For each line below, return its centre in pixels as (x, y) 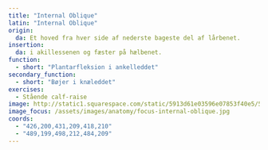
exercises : (26, 89)
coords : (21, 119)
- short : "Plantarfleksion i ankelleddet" (87, 67)
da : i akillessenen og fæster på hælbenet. (89, 52)
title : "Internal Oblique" (53, 15)
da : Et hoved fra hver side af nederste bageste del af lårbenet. (128, 38)
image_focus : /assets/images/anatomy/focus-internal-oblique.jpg (119, 112)
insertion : (26, 45)
